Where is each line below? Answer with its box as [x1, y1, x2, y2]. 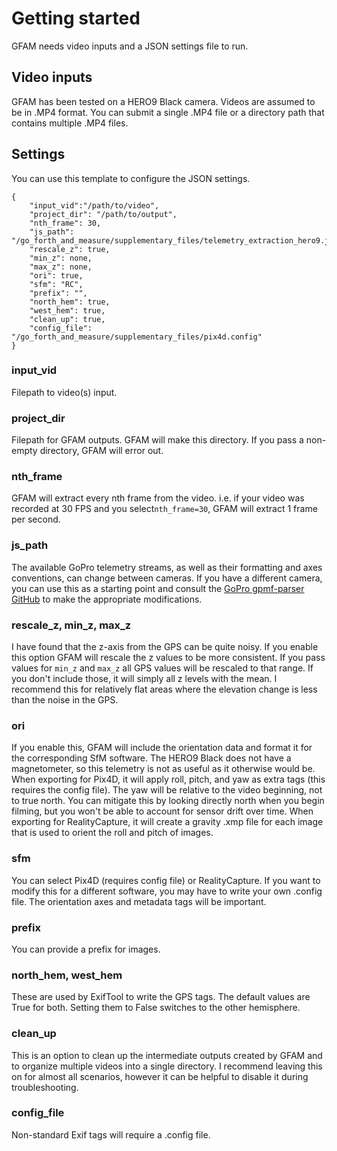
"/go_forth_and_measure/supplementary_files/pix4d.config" [11, 332, 263, 342]
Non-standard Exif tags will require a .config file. [11, 1128, 211, 1141]
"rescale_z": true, [29, 244, 111, 254]
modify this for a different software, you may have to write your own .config [11, 885, 323, 897]
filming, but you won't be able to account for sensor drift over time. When [11, 805, 314, 817]
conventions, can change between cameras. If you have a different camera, [11, 572, 323, 584]
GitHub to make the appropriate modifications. [11, 593, 203, 605]
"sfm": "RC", [29, 279, 84, 289]
